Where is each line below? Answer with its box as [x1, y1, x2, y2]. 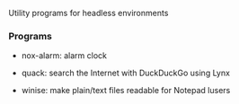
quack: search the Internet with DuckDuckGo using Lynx [21, 67, 231, 79]
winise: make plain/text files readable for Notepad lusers [21, 85, 231, 96]
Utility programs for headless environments [8, 8, 169, 18]
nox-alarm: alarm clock [21, 50, 108, 61]
